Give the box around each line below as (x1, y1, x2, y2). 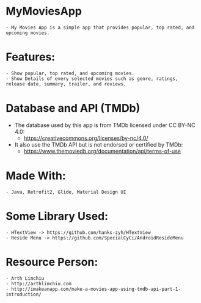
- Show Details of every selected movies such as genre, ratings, (5, 75, 178, 82)
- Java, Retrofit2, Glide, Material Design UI (5, 189, 126, 195)
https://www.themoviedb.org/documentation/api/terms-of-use (23, 147, 181, 155)
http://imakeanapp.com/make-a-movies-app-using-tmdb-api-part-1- (11, 286, 181, 292)
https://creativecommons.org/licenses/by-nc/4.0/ (23, 134, 148, 142)
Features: (5, 50, 56, 64)
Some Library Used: (5, 209, 108, 223)
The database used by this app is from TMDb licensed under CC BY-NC (14, 121, 196, 129)
